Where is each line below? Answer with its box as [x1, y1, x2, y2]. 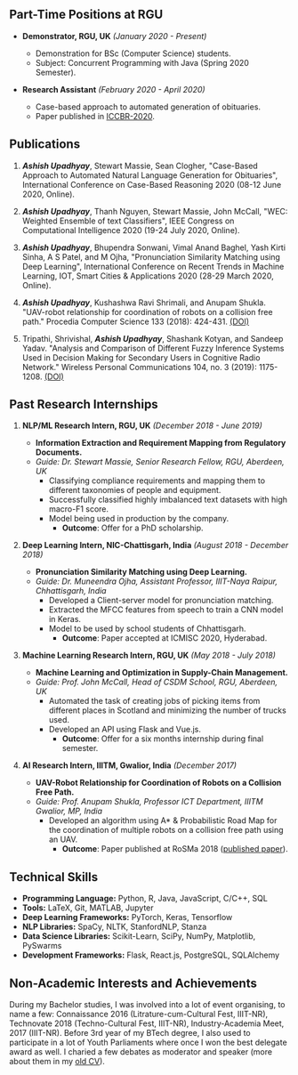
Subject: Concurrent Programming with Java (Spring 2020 [35, 57, 249, 68]
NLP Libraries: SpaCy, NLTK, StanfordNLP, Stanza [21, 921, 207, 933]
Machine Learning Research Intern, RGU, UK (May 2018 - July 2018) [21, 650, 276, 661]
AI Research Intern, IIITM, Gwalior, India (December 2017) [21, 760, 238, 771]
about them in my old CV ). [9, 1056, 105, 1067]
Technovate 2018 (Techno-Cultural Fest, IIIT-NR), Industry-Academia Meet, [9, 1018, 285, 1029]
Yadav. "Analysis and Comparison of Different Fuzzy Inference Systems [21, 343, 285, 353]
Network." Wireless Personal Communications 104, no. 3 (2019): [21, 361, 257, 372]
